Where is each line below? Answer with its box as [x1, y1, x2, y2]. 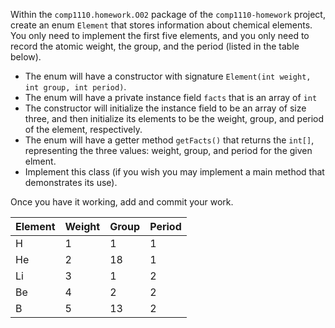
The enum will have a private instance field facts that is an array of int [24, 92, 318, 103]
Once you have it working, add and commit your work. [10, 196, 234, 208]
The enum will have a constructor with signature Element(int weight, [24, 70, 312, 82]
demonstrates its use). [24, 177, 118, 188]
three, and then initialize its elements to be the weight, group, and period [24, 113, 325, 124]
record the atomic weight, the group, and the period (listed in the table [10, 40, 300, 52]
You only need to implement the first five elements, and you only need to [10, 30, 310, 41]
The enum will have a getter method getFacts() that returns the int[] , [24, 134, 315, 146]
